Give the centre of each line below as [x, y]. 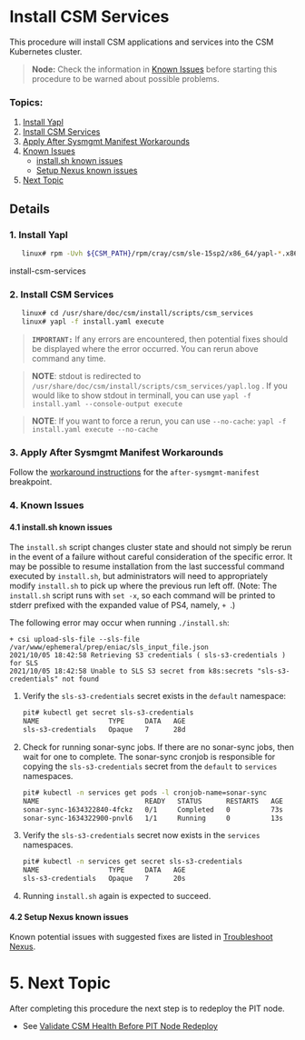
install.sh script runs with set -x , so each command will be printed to [143, 595]
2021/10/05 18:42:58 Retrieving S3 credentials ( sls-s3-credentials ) [148, 655]
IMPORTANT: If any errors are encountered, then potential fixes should [160, 339]
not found [81, 679]
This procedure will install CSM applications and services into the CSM [142, 42]
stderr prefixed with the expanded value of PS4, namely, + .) [123, 605]
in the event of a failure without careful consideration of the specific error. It [151, 557]
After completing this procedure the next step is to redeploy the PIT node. [147, 1009]
